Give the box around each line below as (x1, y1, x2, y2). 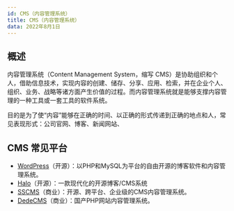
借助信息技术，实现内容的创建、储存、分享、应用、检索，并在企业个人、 (19, 79, 227, 87)
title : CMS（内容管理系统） (7, 17, 80, 24)
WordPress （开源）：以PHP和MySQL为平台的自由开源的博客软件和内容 (17, 162, 220, 170)
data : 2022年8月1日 (7, 23, 61, 30)
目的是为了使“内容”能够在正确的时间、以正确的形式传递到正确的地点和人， (7, 111, 221, 119)
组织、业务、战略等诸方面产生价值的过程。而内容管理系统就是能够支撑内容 (7, 87, 221, 96)
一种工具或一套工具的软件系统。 (19, 96, 111, 105)
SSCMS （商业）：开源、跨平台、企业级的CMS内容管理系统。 (17, 188, 191, 196)
